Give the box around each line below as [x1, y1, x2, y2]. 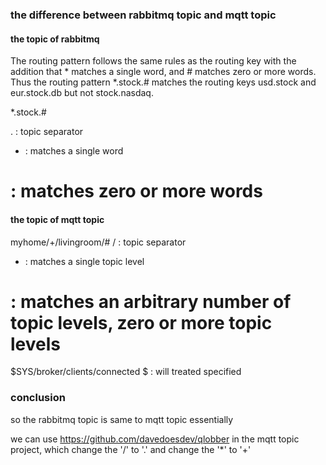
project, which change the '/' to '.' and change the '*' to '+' [10, 443, 252, 455]
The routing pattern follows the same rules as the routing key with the [10, 55, 297, 67]
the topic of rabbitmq [10, 33, 100, 45]
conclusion [10, 391, 66, 405]
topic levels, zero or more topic [10, 311, 273, 334]
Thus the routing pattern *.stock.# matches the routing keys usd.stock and [10, 76, 317, 88]
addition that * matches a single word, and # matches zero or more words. [10, 66, 317, 78]
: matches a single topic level [24, 255, 145, 267]
